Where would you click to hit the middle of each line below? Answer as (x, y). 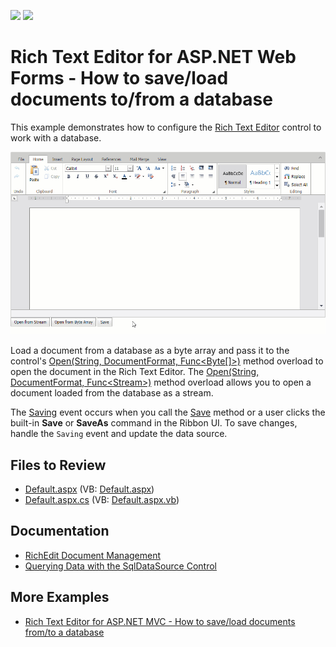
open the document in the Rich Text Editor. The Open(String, (135, 372)
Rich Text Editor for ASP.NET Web (153, 57)
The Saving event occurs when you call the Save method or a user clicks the (168, 412)
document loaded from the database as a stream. (112, 393)
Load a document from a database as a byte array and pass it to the (150, 351)
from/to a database (64, 632)
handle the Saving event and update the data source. (119, 434)
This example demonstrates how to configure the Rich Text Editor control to (166, 127)
